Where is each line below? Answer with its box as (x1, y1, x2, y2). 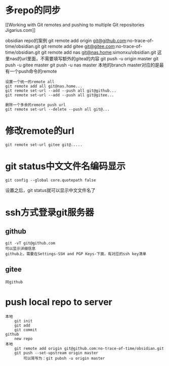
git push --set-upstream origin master (14, 350, 99, 355)
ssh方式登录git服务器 (5, 207, 95, 218)
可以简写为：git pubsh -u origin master (23, 355, 105, 361)
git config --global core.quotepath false (5, 178, 96, 183)
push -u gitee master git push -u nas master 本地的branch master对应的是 (5, 62, 160, 68)
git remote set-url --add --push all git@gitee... (5, 92, 114, 98)
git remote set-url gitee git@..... (5, 142, 82, 147)
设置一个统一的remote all (5, 79, 55, 84)
